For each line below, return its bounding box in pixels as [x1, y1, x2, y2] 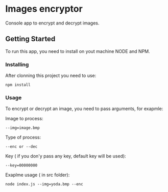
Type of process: [5, 134, 41, 141]
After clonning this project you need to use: [5, 72, 97, 79]
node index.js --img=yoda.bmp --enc [5, 182, 83, 187]
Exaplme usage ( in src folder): [5, 172, 70, 178]
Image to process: [5, 116, 43, 122]
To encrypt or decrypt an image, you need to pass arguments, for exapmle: [5, 105, 163, 112]
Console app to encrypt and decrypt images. [5, 20, 100, 26]
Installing [5, 61, 29, 68]
